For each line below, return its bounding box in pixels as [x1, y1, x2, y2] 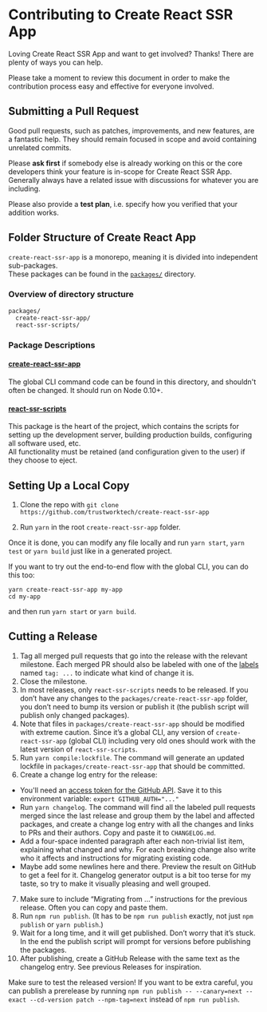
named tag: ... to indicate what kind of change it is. [19, 668, 194, 677]
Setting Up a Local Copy [8, 478, 130, 492]
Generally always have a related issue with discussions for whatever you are [8, 175, 259, 185]
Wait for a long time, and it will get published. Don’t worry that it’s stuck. [19, 928, 257, 938]
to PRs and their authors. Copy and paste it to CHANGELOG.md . [19, 827, 217, 837]
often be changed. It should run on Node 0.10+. [8, 385, 163, 395]
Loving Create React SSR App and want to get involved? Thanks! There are [8, 49, 254, 58]
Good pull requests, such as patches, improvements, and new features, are [8, 125, 255, 135]
